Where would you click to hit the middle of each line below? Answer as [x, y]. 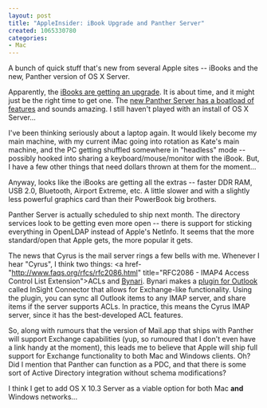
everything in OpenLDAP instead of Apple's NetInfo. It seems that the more [132, 232]
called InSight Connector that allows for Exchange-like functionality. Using [130, 290]
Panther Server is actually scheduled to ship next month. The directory [124, 215]
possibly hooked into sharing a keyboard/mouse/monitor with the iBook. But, [134, 158]
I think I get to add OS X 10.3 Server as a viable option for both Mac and [126, 389]
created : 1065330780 [43, 30]
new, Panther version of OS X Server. [69, 77]
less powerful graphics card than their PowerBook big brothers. [112, 200]
